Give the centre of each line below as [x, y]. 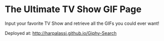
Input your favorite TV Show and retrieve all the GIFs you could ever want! [82, 23]
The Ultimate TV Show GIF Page [73, 9]
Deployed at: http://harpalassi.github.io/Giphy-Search [61, 33]
